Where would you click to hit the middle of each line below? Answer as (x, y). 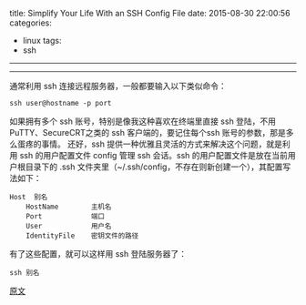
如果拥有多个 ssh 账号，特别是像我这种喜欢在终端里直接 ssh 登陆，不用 (143, 121)
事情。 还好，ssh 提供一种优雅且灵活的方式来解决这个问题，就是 (161, 144)
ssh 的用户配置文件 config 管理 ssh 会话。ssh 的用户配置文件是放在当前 (154, 155)
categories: (31, 23)
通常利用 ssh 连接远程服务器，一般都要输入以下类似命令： (118, 86)
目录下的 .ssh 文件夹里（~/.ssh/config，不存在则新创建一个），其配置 (154, 167)
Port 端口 (65, 217)
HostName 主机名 (69, 207)
